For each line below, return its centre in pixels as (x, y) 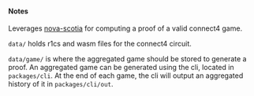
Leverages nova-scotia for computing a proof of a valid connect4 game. (125, 28)
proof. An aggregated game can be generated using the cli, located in (121, 68)
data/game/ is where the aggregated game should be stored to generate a (127, 59)
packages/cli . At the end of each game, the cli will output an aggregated (126, 76)
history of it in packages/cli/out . (61, 84)
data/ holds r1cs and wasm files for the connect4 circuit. (100, 44)
